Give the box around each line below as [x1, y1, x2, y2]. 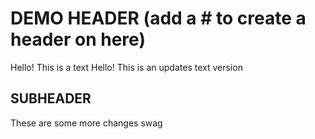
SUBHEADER [10, 90, 92, 107]
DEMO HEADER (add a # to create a [10, 7, 307, 30]
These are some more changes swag [10, 117, 163, 129]
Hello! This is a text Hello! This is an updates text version [10, 61, 243, 73]
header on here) [10, 28, 146, 51]
